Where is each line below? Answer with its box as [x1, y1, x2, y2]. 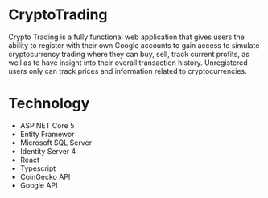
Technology [8, 95, 90, 113]
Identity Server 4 [19, 146, 76, 156]
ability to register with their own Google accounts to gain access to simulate [8, 40, 260, 50]
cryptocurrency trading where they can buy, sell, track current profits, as [8, 49, 249, 59]
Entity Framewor [19, 129, 75, 139]
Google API [19, 180, 58, 190]
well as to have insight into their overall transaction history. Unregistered [8, 58, 248, 67]
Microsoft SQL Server [19, 138, 93, 147]
